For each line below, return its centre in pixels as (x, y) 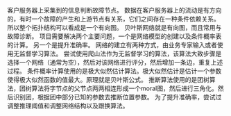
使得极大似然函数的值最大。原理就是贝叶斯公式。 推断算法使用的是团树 (108, 80)
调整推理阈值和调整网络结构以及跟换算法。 (68, 106)
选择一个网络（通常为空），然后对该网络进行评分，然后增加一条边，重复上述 (115, 62)
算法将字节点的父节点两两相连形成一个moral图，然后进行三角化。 (125, 88)
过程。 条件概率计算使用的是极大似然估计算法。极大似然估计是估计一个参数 (114, 71)
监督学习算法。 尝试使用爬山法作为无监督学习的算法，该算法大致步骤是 (120, 53)
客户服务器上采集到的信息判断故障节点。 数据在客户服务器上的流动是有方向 (114, 10)
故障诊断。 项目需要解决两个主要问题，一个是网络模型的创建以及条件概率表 (114, 36)
